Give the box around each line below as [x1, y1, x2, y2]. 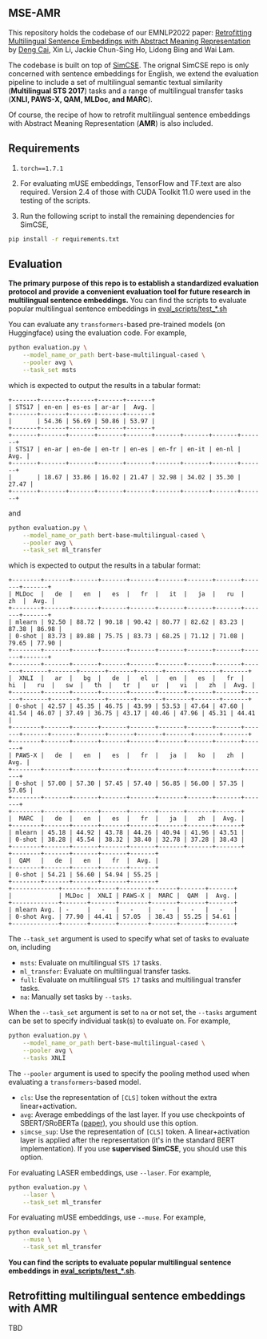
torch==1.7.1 [19, 164, 64, 172]
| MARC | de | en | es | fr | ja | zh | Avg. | [8, 815, 245, 823]
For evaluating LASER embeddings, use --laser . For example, [8, 1167, 212, 1177]
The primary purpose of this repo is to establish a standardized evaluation [8, 278, 260, 288]
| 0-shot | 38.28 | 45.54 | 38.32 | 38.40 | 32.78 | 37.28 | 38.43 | [8, 835, 245, 844]
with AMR [8, 1302, 58, 1316]
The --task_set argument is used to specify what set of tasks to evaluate [8, 934, 249, 944]
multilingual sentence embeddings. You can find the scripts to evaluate [8, 296, 247, 305]
